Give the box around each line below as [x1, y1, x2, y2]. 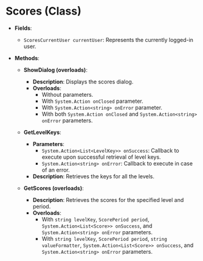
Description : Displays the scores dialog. [32, 78, 134, 85]
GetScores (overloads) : [23, 184, 84, 192]
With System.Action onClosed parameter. [41, 97, 143, 105]
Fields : [14, 24, 32, 32]
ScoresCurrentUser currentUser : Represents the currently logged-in [23, 36, 194, 43]
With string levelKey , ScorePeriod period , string [41, 235, 168, 242]
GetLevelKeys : [23, 128, 61, 136]
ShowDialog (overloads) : [23, 66, 88, 74]
